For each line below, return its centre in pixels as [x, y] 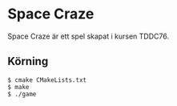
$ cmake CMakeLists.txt [47, 80]
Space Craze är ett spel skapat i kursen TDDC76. [88, 36]
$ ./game [22, 94]
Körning [28, 61]
